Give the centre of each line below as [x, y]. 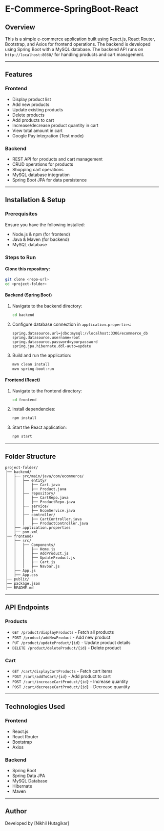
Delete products [28, 115]
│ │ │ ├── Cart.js [30, 562]
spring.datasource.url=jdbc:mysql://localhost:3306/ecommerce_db [80, 333]
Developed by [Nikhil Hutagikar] [37, 823]
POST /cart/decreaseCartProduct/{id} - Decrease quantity [71, 687]
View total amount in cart [37, 130]
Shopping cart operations [38, 169]
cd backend [23, 315]
